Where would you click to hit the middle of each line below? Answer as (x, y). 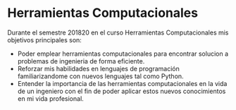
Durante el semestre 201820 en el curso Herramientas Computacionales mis (118, 32)
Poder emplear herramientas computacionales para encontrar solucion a (123, 54)
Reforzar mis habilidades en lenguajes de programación (98, 68)
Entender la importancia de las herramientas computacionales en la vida (122, 83)
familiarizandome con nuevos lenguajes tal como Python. (101, 76)
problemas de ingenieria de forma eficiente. (81, 61)
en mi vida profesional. (51, 98)
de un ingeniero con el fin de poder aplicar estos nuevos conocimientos (122, 91)
